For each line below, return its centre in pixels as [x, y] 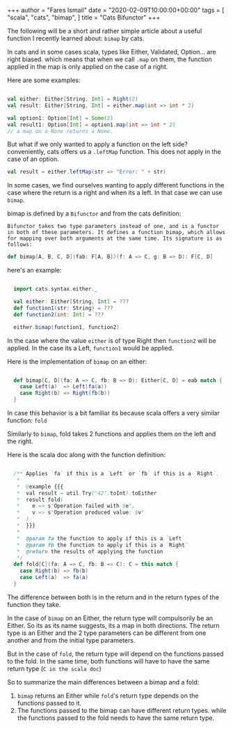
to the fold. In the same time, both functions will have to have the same [109, 661]
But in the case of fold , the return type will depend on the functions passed [115, 654]
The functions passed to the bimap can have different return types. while [122, 710]
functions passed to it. [49, 703]
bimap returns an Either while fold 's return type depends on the [108, 696]
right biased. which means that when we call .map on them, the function [110, 59]
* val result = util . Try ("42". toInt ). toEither [87, 493]
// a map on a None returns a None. [60, 131]
